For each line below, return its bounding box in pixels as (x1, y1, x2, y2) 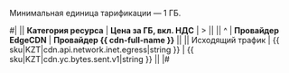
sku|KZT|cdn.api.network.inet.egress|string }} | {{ (9, 44, 194, 55)
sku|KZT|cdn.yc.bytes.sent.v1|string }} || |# (9, 54, 170, 64)
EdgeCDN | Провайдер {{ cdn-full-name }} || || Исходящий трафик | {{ (9, 35, 280, 45)
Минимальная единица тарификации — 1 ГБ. (9, 8, 182, 18)
